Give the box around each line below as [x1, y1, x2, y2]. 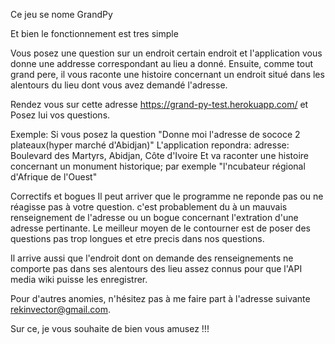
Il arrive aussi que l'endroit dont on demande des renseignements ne [10, 252, 294, 264]
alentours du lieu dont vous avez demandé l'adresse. [10, 79, 228, 91]
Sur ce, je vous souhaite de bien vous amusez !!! [10, 323, 210, 334]
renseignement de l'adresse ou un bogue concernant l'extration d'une [10, 212, 299, 223]
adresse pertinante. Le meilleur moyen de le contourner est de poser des [10, 222, 311, 234]
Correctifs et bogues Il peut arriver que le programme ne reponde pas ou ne [10, 190, 324, 202]
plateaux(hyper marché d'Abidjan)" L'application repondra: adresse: [10, 139, 290, 151]
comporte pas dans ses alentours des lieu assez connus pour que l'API [10, 263, 303, 274]
